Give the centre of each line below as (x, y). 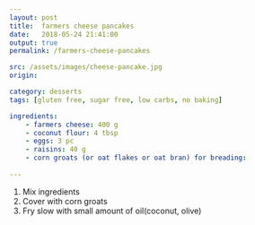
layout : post (34, 17)
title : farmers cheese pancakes (72, 26)
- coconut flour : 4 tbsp (72, 133)
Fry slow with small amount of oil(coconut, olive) (112, 211)
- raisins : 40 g (56, 150)
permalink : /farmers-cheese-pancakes (80, 51)
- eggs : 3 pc (50, 141)
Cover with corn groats (65, 201)
